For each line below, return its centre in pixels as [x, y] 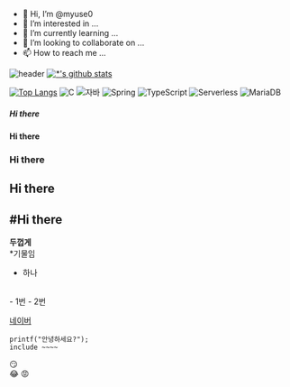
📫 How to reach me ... [64, 53]
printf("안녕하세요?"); [49, 340]
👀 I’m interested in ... [60, 23]
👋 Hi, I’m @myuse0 [58, 14]
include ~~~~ [34, 347]
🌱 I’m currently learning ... [70, 33]
